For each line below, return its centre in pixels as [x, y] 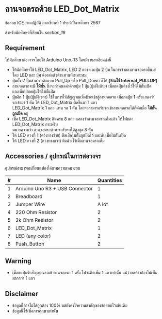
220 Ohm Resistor [36, 212]
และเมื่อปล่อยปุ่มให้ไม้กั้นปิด [34, 91]
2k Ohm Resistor [34, 220]
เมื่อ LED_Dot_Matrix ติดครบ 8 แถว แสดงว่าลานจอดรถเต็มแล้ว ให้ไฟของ [72, 119]
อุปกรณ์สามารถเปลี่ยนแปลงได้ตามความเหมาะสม [42, 168]
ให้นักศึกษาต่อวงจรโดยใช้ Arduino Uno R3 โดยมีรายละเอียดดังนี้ [58, 60]
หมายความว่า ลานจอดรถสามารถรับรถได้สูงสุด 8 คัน [53, 129]
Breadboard [29, 196]
